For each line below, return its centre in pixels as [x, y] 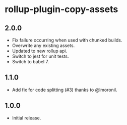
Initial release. [26, 118]
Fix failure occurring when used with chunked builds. [67, 40]
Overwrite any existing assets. [43, 46]
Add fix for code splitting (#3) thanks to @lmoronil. [65, 90]
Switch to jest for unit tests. [40, 56]
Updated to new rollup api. [40, 51]
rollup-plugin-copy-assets [61, 9]
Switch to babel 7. [30, 61]
